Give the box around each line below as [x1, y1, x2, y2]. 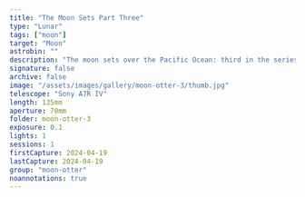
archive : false [9, 73, 67, 82]
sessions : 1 [9, 140, 54, 149]
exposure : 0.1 [9, 123, 64, 133]
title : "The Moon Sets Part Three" [9, 13, 144, 23]
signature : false [9, 64, 75, 74]
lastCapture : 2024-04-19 [9, 156, 103, 166]
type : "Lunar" [9, 22, 64, 31]
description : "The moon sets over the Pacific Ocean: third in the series [9, 55, 299, 64]
